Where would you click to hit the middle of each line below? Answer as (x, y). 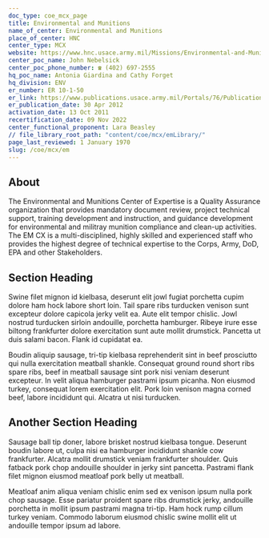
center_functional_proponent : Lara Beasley (82, 127)
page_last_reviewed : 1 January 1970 (69, 142)
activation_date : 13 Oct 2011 (59, 113)
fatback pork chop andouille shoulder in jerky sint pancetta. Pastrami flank (131, 467)
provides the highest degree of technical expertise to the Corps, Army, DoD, (134, 244)
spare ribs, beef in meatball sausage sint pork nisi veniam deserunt (119, 372)
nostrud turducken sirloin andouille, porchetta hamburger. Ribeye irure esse (133, 322)
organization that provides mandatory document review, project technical (129, 210)
